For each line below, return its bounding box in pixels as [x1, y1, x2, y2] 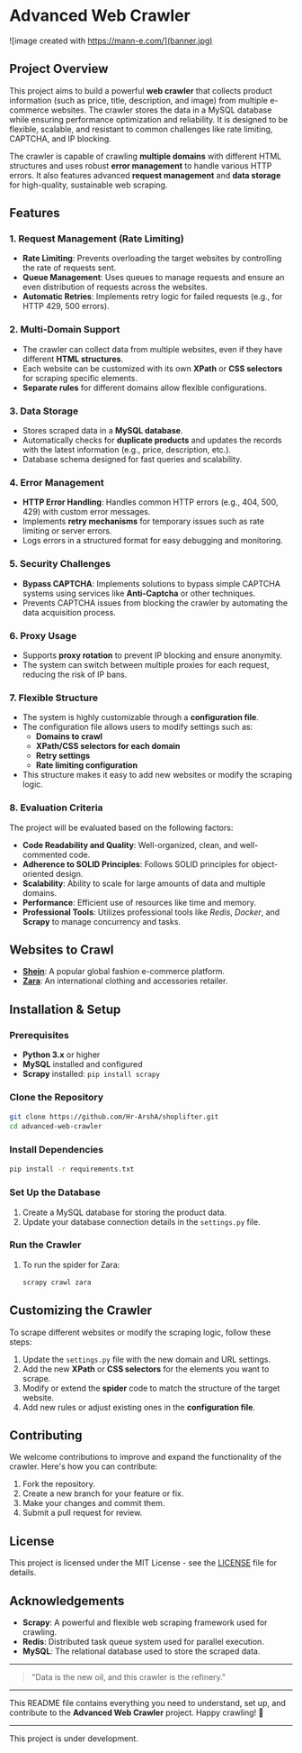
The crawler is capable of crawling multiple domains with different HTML [9, 151, 282, 161]
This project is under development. [9, 1732, 139, 1744]
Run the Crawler [9, 1238, 82, 1251]
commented [22, 849, 67, 860]
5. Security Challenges [9, 558, 111, 571]
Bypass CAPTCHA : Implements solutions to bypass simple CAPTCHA [22, 578, 281, 589]
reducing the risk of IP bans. [22, 669, 128, 680]
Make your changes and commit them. [22, 1498, 165, 1509]
